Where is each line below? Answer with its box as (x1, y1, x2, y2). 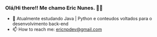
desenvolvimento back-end (12, 21, 69, 27)
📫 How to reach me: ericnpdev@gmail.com (12, 27, 102, 33)
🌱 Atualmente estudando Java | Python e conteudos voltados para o (12, 16, 153, 22)
